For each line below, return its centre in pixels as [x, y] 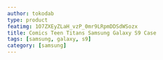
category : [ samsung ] [37, 46]
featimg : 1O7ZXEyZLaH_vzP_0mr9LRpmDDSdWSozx [72, 26]
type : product [28, 20]
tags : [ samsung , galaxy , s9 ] [49, 39]
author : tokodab [31, 13]
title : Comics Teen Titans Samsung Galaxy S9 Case [82, 33]
